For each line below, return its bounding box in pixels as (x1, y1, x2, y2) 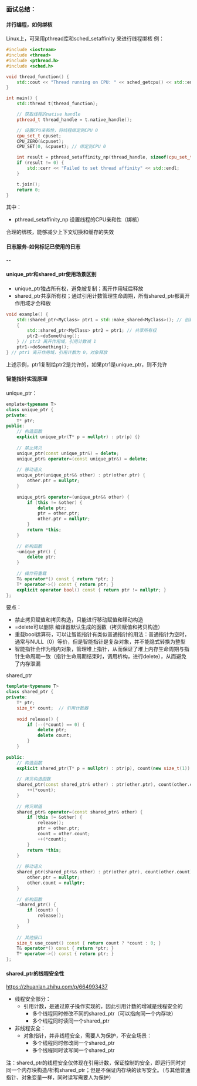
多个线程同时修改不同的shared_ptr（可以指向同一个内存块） (32, 1010, 176, 1017)
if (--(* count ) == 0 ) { (27, 721, 85, 728)
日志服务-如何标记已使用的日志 (6, 243, 81, 250)
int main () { (6, 95, 38, 101)
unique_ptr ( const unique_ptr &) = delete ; (16, 450, 119, 456)
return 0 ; (16, 187, 41, 193)
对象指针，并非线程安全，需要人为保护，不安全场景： (23, 1032, 152, 1039)
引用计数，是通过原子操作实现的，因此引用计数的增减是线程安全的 (23, 1003, 183, 1010)
